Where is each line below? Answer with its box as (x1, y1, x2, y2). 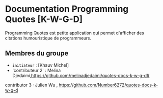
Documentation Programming (5, 3, 129, 15)
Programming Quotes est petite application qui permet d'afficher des (5, 30, 144, 36)
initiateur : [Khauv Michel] (12, 62, 69, 68)
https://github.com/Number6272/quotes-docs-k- (58, 82, 158, 88)
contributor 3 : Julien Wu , (5, 82, 58, 88)
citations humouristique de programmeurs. (5, 35, 92, 41)
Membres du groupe (5, 49, 69, 58)
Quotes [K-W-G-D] (5, 14, 83, 25)
